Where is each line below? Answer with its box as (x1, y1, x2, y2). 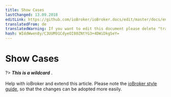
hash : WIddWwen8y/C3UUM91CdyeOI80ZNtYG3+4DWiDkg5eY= (5, 31, 120, 36)
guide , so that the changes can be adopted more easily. (5, 86, 122, 92)
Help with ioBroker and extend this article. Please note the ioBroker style (5, 80, 157, 86)
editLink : (5, 17, 26, 22)
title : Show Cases (5, 7, 44, 13)
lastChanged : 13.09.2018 (5, 12, 58, 17)
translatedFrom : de (5, 21, 47, 27)
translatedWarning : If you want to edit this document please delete (5, 26, 156, 31)
